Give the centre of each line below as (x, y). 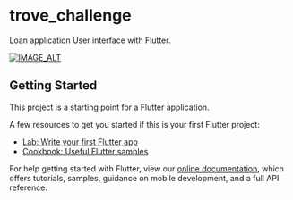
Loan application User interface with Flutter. (90, 40)
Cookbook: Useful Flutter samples (85, 151)
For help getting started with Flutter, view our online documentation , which (147, 168)
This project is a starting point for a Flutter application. (109, 107)
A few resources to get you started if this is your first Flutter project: (134, 124)
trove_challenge (70, 16)
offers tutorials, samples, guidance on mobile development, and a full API (144, 178)
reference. (28, 187)
